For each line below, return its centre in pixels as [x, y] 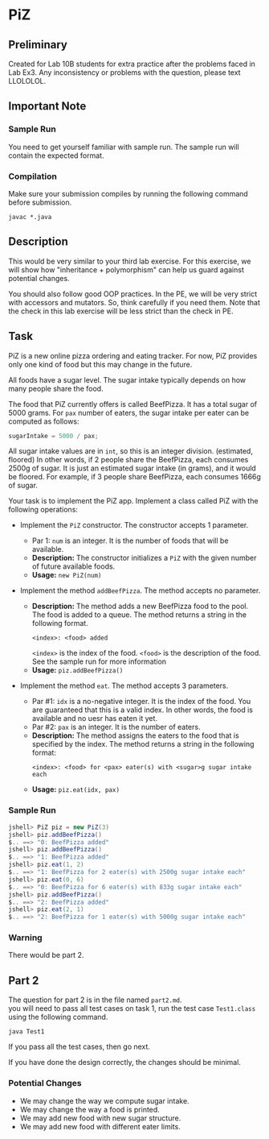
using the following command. [58, 1017]
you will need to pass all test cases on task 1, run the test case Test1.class [132, 1009]
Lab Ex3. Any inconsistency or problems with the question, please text [124, 72]
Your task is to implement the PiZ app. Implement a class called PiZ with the [133, 501]
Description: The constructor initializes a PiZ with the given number [144, 558]
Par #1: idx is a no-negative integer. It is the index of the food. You [141, 702]
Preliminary [38, 45]
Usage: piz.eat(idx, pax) [76, 789]
